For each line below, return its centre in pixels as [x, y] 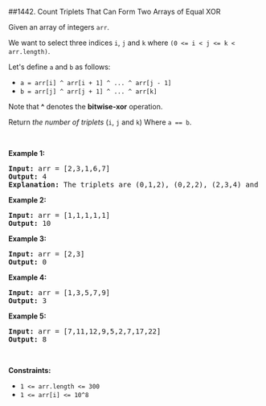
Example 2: [27, 200]
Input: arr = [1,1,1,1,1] [59, 215]
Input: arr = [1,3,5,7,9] [59, 293]
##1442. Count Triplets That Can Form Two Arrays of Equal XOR [115, 12]
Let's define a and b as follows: [59, 67]
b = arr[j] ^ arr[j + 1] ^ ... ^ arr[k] [88, 92]
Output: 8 [27, 340]
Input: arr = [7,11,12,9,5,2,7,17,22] [85, 332]
